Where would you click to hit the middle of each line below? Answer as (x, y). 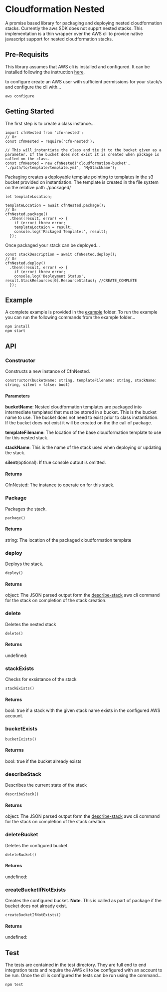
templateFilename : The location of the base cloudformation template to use (83, 432)
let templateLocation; (29, 196)
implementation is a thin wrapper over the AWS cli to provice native (74, 33)
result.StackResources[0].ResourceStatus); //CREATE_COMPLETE (71, 281)
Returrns (14, 750)
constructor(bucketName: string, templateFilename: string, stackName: (81, 380)
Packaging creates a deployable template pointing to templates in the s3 (79, 177)
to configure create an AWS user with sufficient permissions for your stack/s (84, 81)
